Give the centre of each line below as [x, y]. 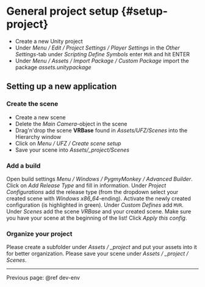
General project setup [63, 11]
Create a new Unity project [49, 41]
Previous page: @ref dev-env [43, 278]
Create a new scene [40, 117]
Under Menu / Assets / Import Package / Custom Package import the [102, 61]
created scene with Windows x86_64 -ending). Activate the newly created [99, 198]
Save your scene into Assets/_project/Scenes [72, 150]
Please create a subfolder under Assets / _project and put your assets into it [102, 247]
